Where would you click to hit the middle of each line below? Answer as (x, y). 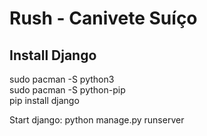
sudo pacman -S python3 (62, 79)
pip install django (44, 100)
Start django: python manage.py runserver (97, 120)
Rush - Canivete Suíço (103, 18)
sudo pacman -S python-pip (67, 90)
